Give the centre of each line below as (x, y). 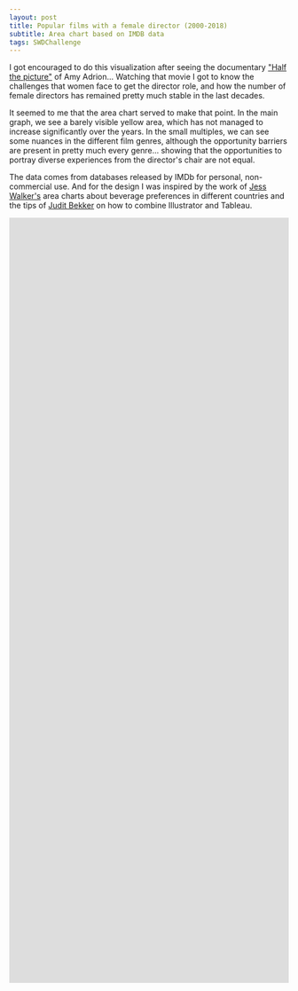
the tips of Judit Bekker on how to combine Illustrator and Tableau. (131, 206)
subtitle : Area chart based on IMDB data (87, 34)
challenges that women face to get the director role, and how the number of (148, 86)
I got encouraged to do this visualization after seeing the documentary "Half (148, 67)
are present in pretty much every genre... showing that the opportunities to (145, 151)
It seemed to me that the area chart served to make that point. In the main (144, 113)
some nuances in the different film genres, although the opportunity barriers (149, 141)
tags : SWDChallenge (45, 42)
